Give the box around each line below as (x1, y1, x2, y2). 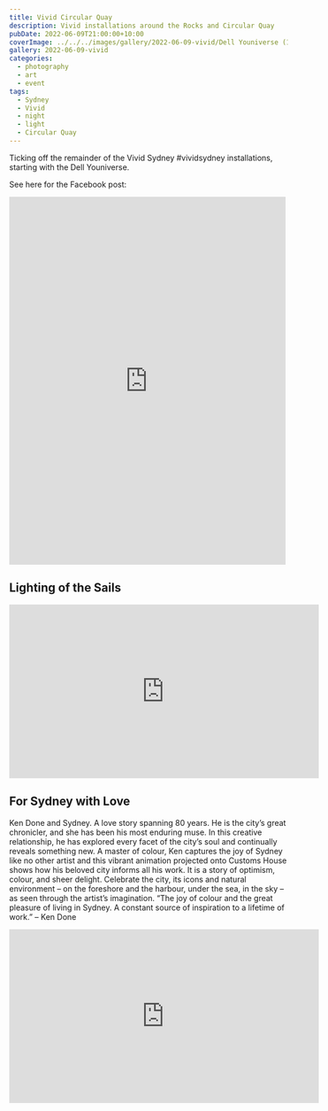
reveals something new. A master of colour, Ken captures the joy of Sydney (9, 845, 283, 856)
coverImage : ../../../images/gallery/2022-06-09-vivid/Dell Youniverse (9, 37, 278, 47)
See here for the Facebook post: (9, 179, 127, 189)
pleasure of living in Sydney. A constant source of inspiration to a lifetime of (9, 902, 285, 913)
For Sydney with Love (9, 794, 131, 809)
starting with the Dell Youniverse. (9, 161, 130, 173)
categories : (9, 54, 53, 63)
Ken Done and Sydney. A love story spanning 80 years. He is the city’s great (9, 817, 286, 828)
